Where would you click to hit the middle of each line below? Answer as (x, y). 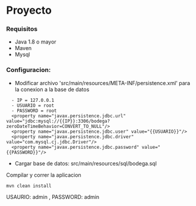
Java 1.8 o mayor (35, 42)
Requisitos (22, 29)
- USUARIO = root (33, 105)
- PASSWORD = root (34, 111)
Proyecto (29, 10)
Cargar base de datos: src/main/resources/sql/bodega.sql (86, 163)
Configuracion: (29, 70)
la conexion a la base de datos (52, 89)
